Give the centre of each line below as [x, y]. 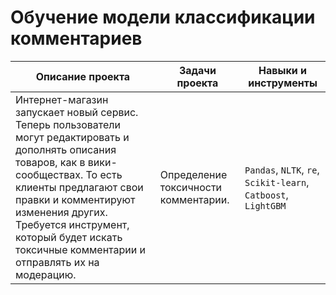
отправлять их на [57, 262]
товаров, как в [50, 162]
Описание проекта [83, 76]
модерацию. [46, 274]
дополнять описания [66, 149]
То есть [104, 174]
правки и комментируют [75, 199]
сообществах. [49, 174]
